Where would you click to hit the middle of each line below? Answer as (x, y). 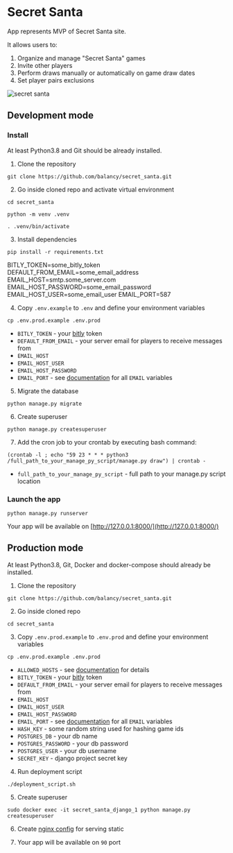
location (29, 481)
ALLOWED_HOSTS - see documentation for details (83, 669)
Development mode (51, 115)
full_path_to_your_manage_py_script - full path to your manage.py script (121, 474)
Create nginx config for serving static (70, 829)
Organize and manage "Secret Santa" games (81, 58)
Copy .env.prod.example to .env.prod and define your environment (113, 637)
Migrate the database (48, 391)
